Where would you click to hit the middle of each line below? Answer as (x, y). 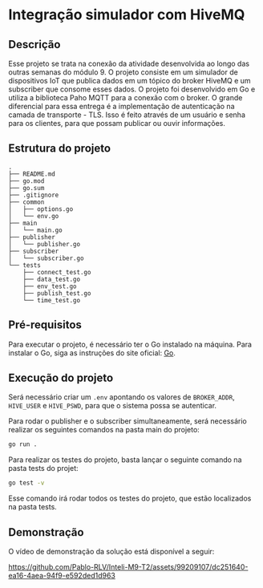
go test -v (26, 483)
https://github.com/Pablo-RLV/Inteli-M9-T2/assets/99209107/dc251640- (128, 567)
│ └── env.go (34, 216)
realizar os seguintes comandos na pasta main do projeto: (104, 430)
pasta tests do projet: (43, 468)
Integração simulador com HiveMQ (127, 15)
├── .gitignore (34, 195)
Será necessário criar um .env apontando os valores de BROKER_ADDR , (121, 397)
